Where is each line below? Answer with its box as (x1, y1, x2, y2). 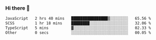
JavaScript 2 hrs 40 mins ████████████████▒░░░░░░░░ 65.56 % (5, 16, 151, 21)
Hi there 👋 (5, 5, 30, 12)
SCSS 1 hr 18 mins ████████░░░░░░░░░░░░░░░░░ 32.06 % (5, 21, 151, 26)
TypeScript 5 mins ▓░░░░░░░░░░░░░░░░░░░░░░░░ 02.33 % (5, 25, 151, 31)
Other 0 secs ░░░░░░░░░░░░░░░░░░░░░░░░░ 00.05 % (5, 30, 151, 35)
